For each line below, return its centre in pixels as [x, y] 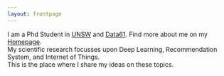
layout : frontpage [34, 14]
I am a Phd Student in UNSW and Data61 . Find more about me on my [108, 34]
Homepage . [25, 42]
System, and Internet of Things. [54, 57]
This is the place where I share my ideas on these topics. [91, 64]
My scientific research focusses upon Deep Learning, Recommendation [112, 49]
